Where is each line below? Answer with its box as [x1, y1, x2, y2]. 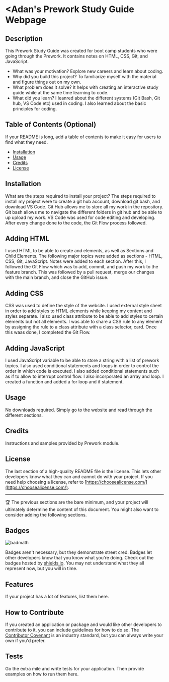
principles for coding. [12, 106, 57, 111]
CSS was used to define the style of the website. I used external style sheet [5, 303, 162, 309]
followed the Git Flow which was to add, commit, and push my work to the [5, 264, 158, 270]
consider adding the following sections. [5, 511, 87, 518]
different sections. [5, 412, 43, 418]
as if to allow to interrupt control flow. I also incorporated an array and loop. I [5, 373, 164, 379]
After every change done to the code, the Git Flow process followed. [5, 219, 147, 225]
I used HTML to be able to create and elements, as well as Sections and [5, 248, 153, 254]
